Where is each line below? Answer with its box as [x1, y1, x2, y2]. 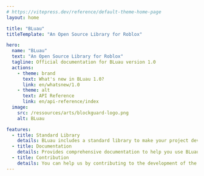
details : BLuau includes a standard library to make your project [17, 138, 189, 144]
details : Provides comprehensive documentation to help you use [17, 149, 183, 155]
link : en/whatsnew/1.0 [22, 81, 80, 88]
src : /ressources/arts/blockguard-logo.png [17, 110, 129, 116]
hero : [6, 42, 20, 49]
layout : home [6, 15, 39, 21]
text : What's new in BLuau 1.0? [22, 76, 104, 82]
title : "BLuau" [6, 25, 45, 32]
